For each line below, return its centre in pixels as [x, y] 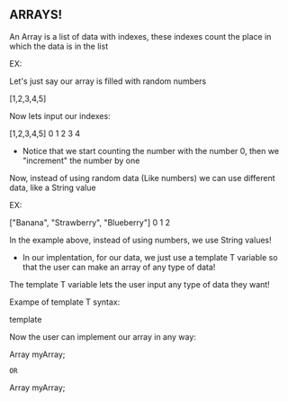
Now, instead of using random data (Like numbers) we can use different [143, 178]
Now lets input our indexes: [60, 115]
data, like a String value [53, 187]
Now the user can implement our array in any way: [103, 336]
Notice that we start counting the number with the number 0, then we [151, 151]
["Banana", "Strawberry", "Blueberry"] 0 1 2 [90, 222]
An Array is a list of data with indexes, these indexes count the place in [140, 36]
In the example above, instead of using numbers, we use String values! [140, 240]
